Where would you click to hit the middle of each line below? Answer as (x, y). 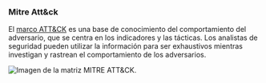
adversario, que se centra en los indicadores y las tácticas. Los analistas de (133, 38)
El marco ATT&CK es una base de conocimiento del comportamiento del (127, 30)
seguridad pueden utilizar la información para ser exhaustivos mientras (125, 46)
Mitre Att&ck (33, 12)
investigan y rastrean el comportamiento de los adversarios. (107, 55)
